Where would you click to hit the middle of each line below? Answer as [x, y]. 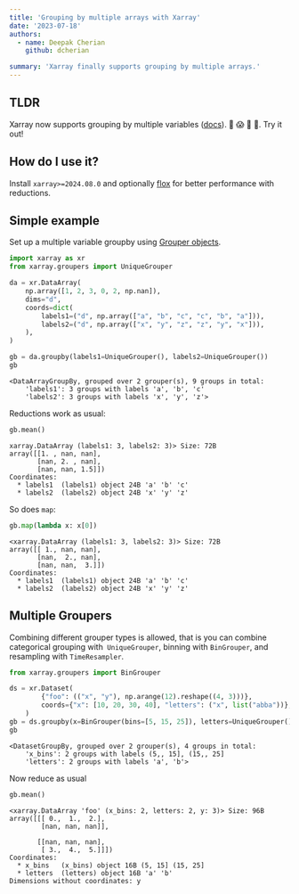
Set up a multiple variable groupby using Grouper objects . [115, 242]
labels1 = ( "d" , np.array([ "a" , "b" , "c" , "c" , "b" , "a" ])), [153, 316]
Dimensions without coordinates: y [75, 881]
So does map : [32, 509]
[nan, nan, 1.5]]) [71, 469]
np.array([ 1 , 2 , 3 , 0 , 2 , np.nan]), [93, 291]
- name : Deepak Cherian [61, 42]
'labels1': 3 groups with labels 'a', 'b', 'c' [115, 389]
